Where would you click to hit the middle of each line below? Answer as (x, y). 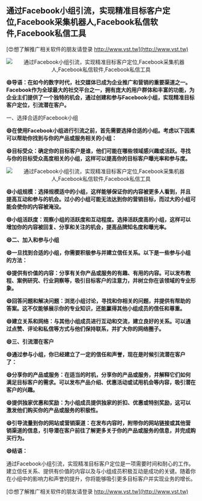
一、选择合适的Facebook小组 (42, 118)
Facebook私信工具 (52, 33)
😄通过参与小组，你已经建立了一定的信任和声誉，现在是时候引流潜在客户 (96, 354)
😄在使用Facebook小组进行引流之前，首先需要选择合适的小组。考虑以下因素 (101, 130)
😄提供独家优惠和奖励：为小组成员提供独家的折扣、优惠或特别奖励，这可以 (99, 402)
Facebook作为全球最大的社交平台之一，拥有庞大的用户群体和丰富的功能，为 (100, 90)
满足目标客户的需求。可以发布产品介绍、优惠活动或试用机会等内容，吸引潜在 (101, 382)
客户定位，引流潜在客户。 (38, 105)
